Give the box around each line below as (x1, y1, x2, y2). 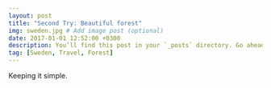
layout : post (8, 11, 52, 20)
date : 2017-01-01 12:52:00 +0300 (8, 34, 121, 42)
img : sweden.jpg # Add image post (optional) (8, 26, 164, 34)
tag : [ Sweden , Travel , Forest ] (8, 49, 114, 57)
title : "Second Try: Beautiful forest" (8, 19, 143, 27)
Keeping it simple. (8, 71, 69, 80)
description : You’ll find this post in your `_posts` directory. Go (8, 42, 244, 50)
